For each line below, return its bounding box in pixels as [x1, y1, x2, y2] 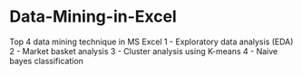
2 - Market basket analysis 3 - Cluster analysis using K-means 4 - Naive [9, 45, 278, 56]
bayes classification [9, 55, 84, 66]
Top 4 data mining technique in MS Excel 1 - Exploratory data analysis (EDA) [9, 36, 294, 47]
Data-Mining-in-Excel [9, 6, 177, 27]
